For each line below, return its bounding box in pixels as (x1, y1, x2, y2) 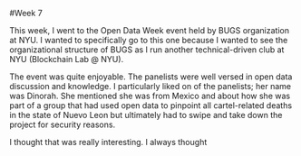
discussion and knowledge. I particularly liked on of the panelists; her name (9, 81, 292, 91)
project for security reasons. (9, 119, 116, 130)
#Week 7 (9, 8, 43, 18)
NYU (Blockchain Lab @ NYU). (9, 54, 124, 64)
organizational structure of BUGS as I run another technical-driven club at (9, 44, 285, 55)
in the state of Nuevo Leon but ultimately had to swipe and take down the (9, 110, 283, 120)
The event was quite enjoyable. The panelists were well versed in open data (9, 71, 293, 82)
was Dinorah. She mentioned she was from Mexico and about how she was (9, 90, 291, 101)
